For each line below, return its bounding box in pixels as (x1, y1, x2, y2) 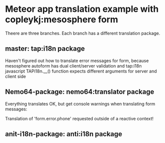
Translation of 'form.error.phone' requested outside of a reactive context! (5, 115, 154, 121)
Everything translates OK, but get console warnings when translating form (5, 101, 156, 107)
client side (5, 73, 26, 79)
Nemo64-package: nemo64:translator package (5, 88, 154, 96)
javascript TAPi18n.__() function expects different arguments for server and (5, 68, 157, 74)
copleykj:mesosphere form (5, 14, 118, 25)
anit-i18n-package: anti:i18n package (5, 130, 122, 138)
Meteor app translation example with (5, 3, 159, 15)
